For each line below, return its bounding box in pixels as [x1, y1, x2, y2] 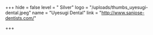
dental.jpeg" [5, 10, 32, 16]
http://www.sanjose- [101, 10, 145, 16]
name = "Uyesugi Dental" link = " [32, 10, 102, 16]
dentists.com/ [5, 15, 34, 21]
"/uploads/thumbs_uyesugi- [89, 5, 148, 10]
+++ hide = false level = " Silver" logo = [5, 5, 89, 10]
